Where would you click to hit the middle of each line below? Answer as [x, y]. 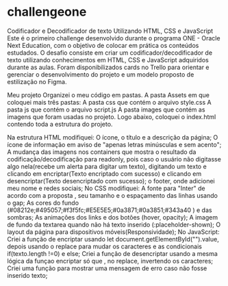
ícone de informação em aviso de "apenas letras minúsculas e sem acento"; [114, 144]
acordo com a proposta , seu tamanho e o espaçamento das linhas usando [112, 195]
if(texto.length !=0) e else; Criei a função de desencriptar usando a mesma [112, 253]
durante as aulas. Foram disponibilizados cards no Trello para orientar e [109, 67]
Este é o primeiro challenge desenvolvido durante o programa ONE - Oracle [114, 38]
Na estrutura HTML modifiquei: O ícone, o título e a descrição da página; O [113, 137]
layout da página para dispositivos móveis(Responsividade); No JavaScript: [113, 232]
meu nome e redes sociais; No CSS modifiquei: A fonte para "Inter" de [106, 188]
